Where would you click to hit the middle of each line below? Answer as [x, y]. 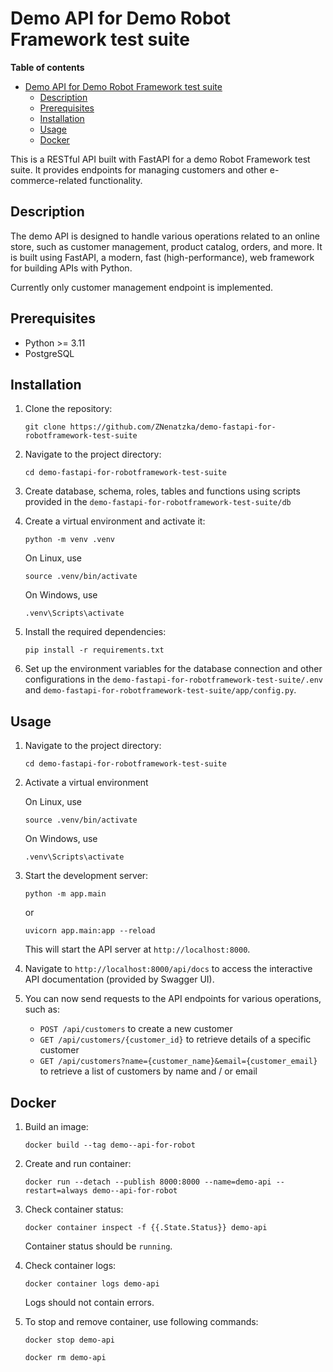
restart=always [56, 1191]
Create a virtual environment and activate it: [115, 521]
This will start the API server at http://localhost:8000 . [137, 949]
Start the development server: [86, 876]
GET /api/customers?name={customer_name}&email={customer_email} [178, 1062]
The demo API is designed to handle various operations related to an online [165, 236]
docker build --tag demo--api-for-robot [110, 1145]
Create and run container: [78, 1163]
